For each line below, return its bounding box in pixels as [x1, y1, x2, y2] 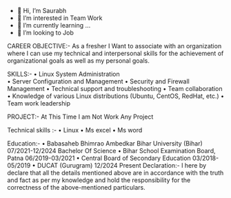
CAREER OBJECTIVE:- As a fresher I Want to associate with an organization [7, 42, 222, 50]
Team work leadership [7, 99, 71, 107]
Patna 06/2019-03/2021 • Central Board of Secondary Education [7, 154, 191, 162]
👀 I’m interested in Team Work [17, 14, 103, 22]
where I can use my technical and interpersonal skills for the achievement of [7, 49, 224, 57]
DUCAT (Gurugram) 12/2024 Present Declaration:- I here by [37, 161, 207, 169]
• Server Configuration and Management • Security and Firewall [7, 77, 190, 86]
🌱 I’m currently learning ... [17, 21, 91, 29]
